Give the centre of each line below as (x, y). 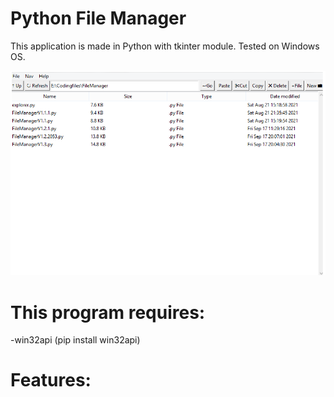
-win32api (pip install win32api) (75, 340)
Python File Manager (98, 18)
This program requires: (108, 312)
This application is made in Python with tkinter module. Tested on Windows (165, 46)
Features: (51, 380)
